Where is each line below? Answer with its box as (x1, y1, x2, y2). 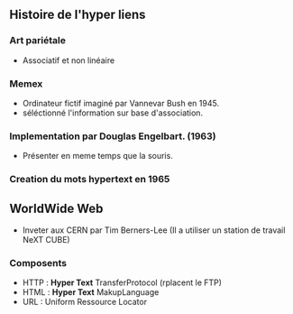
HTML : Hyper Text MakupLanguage (22, 287, 160, 298)
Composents (9, 256, 68, 269)
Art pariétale (9, 34, 66, 47)
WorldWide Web (9, 200, 104, 216)
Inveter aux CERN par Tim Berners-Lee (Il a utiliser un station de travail (22, 225, 286, 235)
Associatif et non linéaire (22, 54, 115, 66)
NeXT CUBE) (22, 235, 70, 245)
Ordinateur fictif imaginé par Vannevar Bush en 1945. (22, 97, 219, 108)
